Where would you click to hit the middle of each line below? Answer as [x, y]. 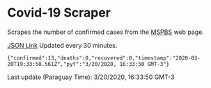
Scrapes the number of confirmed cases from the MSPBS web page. [105, 32]
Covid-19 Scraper [59, 13]
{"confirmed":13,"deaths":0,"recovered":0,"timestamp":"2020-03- [104, 58]
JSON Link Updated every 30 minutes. [62, 45]
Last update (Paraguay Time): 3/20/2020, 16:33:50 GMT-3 [91, 77]
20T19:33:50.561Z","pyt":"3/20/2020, [62, 64]
